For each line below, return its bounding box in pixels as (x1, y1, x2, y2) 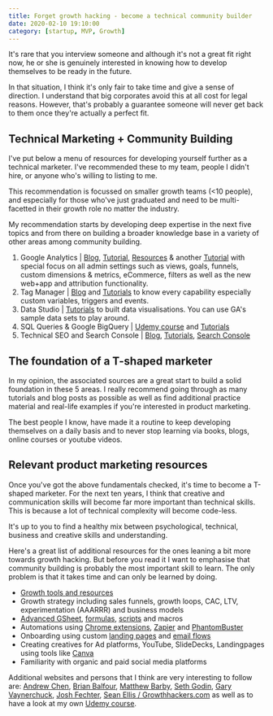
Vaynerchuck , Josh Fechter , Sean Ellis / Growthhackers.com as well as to (8, 689, 253, 700)
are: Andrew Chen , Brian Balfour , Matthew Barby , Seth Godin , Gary (8, 681, 232, 691)
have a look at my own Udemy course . (8, 698, 136, 708)
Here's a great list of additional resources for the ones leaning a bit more (8, 546, 252, 556)
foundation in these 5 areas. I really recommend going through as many (8, 384, 248, 394)
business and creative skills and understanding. (8, 530, 168, 539)
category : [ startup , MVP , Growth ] (8, 27, 126, 35)
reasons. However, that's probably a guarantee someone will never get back (8, 99, 264, 110)
